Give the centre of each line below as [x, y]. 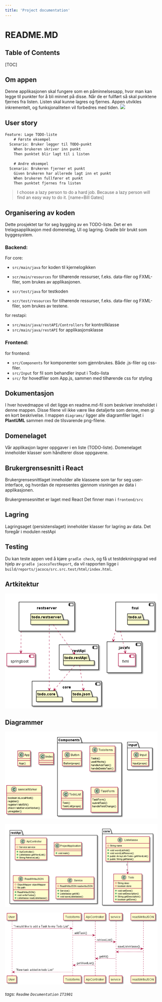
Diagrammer [24, 722]
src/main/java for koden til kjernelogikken [54, 267]
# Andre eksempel [31, 164]
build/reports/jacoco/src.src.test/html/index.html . [59, 569]
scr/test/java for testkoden [40, 291]
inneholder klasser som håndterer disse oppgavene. [57, 453]
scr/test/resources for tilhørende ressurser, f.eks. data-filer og [75, 301]
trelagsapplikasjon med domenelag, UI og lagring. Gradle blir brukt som [76, 230]
